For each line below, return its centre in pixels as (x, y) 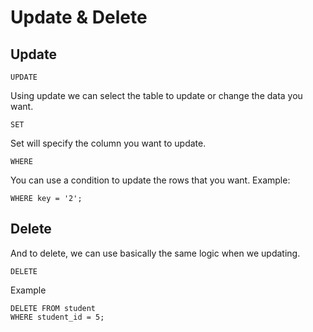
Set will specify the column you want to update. (108, 143)
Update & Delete (79, 17)
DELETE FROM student (53, 308)
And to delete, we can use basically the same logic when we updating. (155, 253)
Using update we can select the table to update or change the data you (156, 95)
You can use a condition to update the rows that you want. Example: (150, 180)
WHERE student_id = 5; (57, 317)
